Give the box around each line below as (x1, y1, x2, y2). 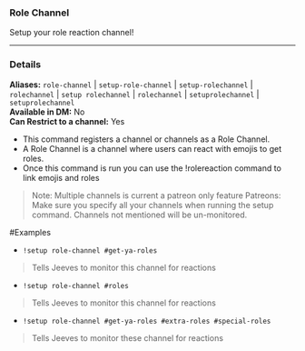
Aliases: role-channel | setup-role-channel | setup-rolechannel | (9, 79, 253, 90)
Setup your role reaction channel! (9, 27, 134, 38)
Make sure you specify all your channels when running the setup (31, 199, 274, 210)
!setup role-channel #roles (22, 281, 129, 290)
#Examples (9, 226, 52, 237)
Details (9, 58, 42, 71)
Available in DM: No (9, 106, 85, 117)
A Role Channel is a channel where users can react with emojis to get (22, 143, 282, 154)
